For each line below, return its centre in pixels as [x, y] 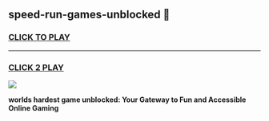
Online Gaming [34, 107]
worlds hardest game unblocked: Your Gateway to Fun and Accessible [127, 100]
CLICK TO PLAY [39, 37]
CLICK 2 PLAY [36, 67]
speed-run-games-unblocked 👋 [89, 15]
